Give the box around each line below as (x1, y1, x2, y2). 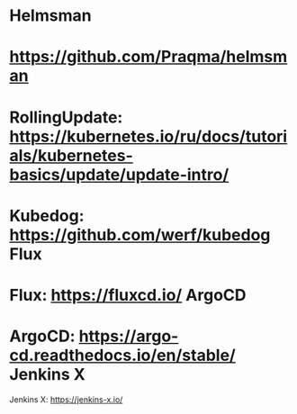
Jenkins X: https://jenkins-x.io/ (9, 393, 123, 405)
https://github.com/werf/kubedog (9, 224, 271, 245)
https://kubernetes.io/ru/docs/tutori (9, 126, 288, 147)
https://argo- (78, 326, 179, 346)
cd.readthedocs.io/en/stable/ (9, 346, 236, 365)
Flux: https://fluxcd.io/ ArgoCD (9, 284, 247, 305)
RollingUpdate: (9, 107, 123, 127)
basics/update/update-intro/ (9, 164, 229, 184)
